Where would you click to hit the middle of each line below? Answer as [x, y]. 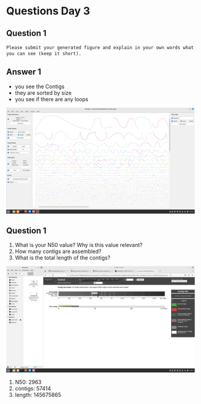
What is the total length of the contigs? [63, 258]
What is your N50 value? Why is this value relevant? [79, 245]
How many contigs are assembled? [58, 251]
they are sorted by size [43, 93]
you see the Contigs [39, 86]
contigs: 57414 [33, 388]
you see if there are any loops [51, 99]
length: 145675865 [38, 394]
